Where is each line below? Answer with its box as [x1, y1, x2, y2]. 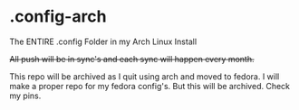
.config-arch [9, 6, 107, 27]
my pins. [9, 90, 42, 101]
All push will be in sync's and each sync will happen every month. [9, 53, 255, 64]
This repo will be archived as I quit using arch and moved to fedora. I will [9, 70, 280, 82]
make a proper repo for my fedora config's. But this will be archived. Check [9, 80, 291, 91]
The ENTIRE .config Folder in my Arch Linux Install [9, 36, 198, 47]
